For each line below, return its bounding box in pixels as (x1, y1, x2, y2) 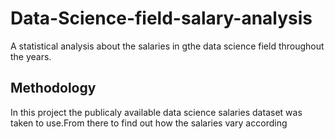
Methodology (10, 80, 97, 97)
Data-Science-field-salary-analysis (10, 7, 313, 30)
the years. (10, 50, 52, 62)
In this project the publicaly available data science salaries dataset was (10, 106, 303, 118)
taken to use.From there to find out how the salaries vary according (10, 117, 288, 129)
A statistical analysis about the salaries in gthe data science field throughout (10, 40, 325, 52)
